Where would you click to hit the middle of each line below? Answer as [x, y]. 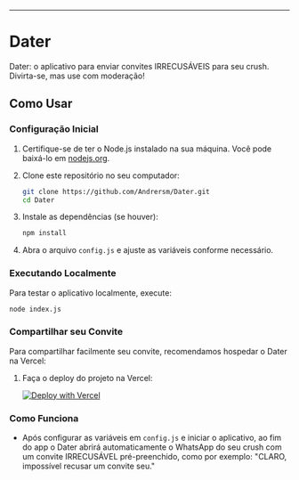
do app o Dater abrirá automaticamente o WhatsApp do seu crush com [152, 447]
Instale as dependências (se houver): [90, 217]
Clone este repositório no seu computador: [101, 175]
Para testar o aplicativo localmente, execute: [90, 293]
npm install [44, 233]
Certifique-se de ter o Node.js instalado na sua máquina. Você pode [147, 149]
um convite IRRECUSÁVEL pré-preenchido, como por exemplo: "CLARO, [154, 457]
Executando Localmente [63, 273]
